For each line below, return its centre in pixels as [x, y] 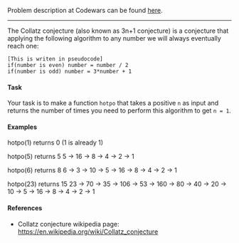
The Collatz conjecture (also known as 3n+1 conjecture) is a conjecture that [118, 31]
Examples [22, 127]
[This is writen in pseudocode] [55, 59]
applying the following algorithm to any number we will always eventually [115, 38]
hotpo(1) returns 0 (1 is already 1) [55, 143]
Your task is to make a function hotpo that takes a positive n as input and [113, 103]
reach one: [23, 46]
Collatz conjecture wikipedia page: [68, 224]
